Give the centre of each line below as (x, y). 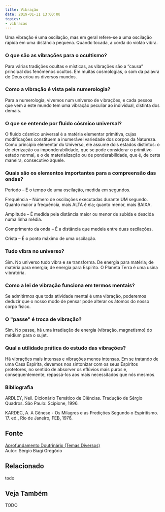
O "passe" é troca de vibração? (44, 319)
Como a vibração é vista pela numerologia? (58, 89)
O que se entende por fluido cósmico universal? (64, 123)
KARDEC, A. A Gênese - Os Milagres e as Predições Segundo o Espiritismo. (82, 412)
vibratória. (16, 273)
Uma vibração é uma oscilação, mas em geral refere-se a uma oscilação (79, 37)
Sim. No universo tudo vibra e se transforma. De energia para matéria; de (80, 262)
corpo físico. (18, 307)
